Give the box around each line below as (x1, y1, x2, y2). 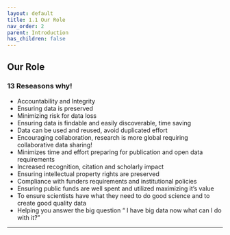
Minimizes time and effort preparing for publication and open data (16, 148, 203, 156)
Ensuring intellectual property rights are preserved (16, 169, 159, 178)
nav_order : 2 (7, 23, 44, 29)
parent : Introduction (7, 29, 69, 36)
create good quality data (16, 199, 87, 207)
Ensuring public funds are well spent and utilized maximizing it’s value (16, 184, 214, 193)
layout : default (7, 10, 53, 17)
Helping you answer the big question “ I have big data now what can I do (16, 206, 222, 214)
